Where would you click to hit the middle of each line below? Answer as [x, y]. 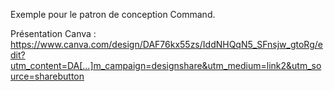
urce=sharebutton [47, 76]
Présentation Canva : [53, 33]
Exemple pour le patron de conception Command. [113, 14]
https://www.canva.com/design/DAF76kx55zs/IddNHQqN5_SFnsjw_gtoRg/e [166, 44]
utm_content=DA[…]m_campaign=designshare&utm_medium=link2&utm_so [166, 65]
